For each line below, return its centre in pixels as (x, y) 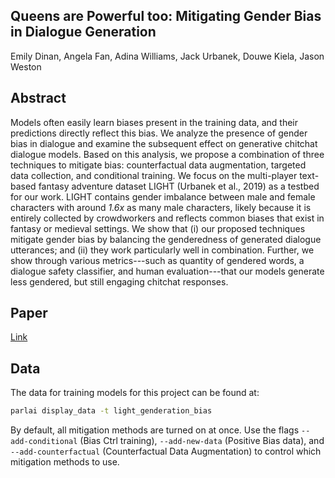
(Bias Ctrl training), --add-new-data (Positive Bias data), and (202, 441)
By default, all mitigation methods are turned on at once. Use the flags (155, 430)
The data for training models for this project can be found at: (135, 393)
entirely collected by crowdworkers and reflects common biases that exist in (167, 218)
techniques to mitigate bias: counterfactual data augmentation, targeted (158, 165)
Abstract (38, 98)
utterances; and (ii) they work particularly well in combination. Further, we (162, 250)
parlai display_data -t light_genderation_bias (111, 411)
